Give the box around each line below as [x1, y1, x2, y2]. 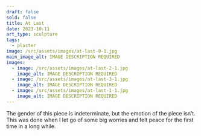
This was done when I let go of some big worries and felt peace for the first [6, 116, 194, 123]
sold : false [6, 15, 36, 21]
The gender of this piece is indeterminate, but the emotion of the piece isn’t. [6, 109, 196, 117]
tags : [6, 37, 20, 43]
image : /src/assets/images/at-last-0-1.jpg [6, 48, 118, 54]
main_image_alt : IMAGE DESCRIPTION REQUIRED [6, 54, 120, 60]
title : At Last [6, 20, 45, 26]
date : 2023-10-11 [6, 25, 50, 32]
